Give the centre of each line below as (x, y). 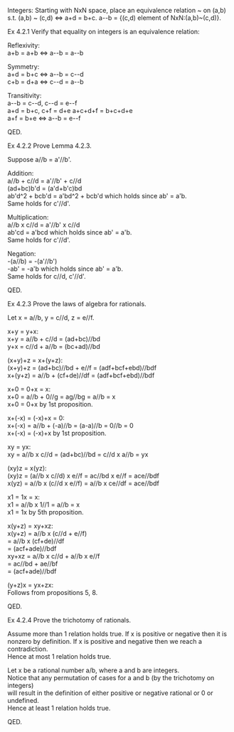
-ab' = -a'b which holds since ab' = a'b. (65, 269)
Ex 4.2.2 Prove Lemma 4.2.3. (50, 146)
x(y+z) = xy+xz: (30, 526)
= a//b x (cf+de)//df (36, 541)
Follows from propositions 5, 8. (53, 592)
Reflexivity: (24, 45)
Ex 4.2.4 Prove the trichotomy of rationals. (69, 620)
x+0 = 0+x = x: (29, 389)
